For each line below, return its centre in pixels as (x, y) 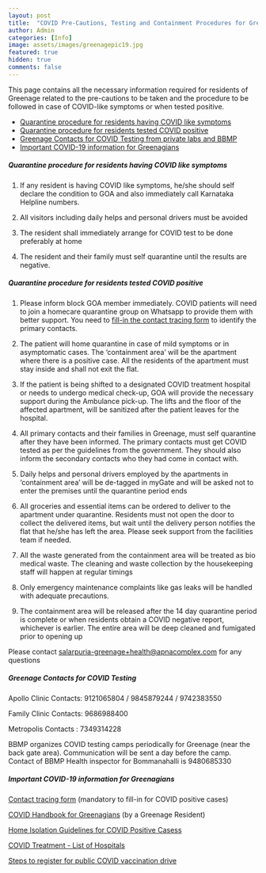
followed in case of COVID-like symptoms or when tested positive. (116, 106)
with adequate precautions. (64, 596)
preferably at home (51, 241)
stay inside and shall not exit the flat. (79, 368)
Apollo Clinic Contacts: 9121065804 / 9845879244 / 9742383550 (115, 698)
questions (25, 660)
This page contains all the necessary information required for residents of (128, 90)
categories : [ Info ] (40, 38)
